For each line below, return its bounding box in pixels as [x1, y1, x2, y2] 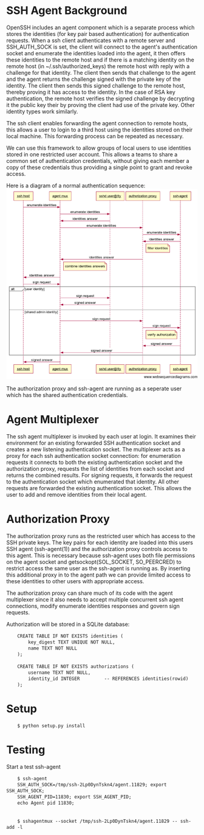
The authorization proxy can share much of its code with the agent [6, 589, 173, 597]
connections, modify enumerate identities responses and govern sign [6, 602, 180, 609]
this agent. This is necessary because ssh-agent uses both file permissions [6, 552, 195, 559]
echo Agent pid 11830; [17, 800, 75, 806]
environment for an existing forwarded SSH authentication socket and [6, 439, 181, 446]
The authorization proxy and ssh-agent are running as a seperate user [6, 384, 182, 392]
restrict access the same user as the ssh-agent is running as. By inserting [6, 564, 191, 572]
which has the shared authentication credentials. [6, 391, 128, 398]
